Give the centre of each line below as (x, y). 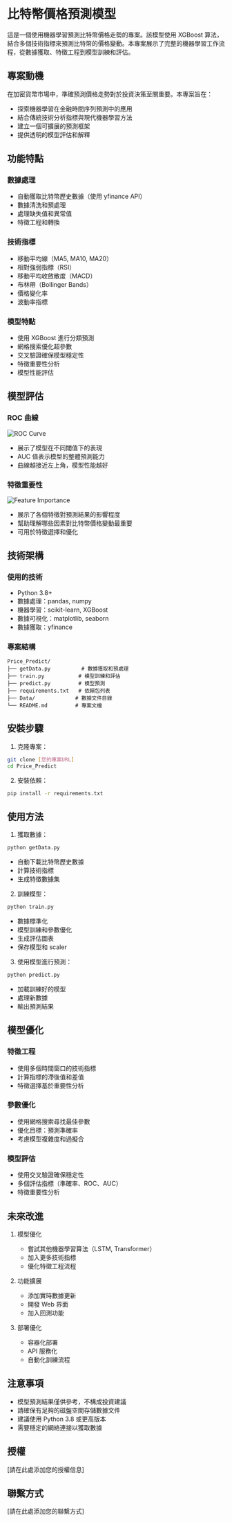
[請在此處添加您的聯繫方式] (46, 1512)
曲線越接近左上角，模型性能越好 (62, 465)
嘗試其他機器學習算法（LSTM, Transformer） (91, 1248)
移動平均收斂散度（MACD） (57, 276)
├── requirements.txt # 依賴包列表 (59, 691)
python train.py (30, 907)
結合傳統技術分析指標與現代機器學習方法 (75, 117)
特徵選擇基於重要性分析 (50, 1086)
